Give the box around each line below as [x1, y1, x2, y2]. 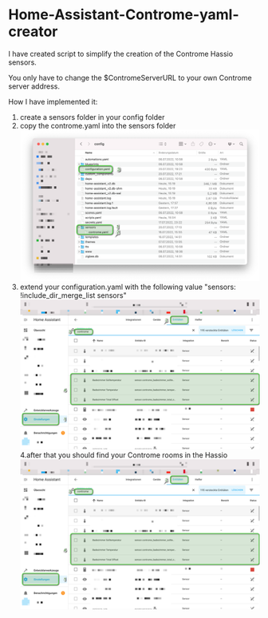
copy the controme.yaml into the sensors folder [19, 121, 176, 130]
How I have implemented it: [8, 97, 98, 106]
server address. [8, 81, 61, 91]
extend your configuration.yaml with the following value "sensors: [19, 282, 237, 292]
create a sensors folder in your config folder [19, 112, 165, 121]
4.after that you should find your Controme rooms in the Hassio [19, 450, 228, 460]
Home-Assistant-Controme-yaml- [8, 6, 239, 24]
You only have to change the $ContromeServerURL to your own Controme [8, 73, 253, 82]
